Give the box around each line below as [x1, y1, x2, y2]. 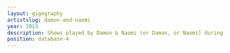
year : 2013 [7, 23, 39, 30]
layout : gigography [7, 10, 63, 17]
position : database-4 [7, 36, 70, 43]
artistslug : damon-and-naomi [7, 17, 91, 23]
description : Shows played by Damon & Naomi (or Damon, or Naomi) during [7, 29, 224, 36]
